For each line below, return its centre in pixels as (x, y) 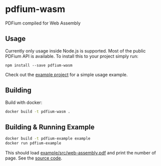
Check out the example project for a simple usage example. (66, 74)
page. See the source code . (34, 158)
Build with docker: (24, 102)
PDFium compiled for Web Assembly (43, 23)
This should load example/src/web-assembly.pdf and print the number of (80, 153)
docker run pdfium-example (33, 143)
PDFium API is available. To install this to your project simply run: (72, 56)
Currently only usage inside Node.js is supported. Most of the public (75, 50)
